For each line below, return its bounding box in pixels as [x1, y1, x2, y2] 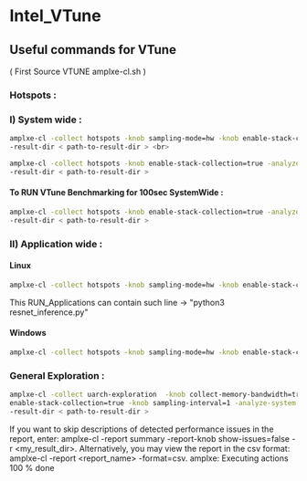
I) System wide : [9, 113, 82, 126]
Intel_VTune [9, 5, 102, 26]
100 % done [9, 462, 55, 473]
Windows [9, 328, 47, 339]
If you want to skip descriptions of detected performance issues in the [9, 423, 274, 434]
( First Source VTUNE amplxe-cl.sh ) [9, 66, 146, 77]
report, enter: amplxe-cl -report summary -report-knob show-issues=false [9, 433, 291, 444]
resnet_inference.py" [9, 307, 89, 318]
